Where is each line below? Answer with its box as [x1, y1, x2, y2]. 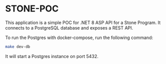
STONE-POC [5, 3, 59, 14]
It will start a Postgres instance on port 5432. [5, 53, 99, 59]
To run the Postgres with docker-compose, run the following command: [5, 34, 153, 40]
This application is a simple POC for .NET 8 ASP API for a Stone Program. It [5, 19, 161, 25]
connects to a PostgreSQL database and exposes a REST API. [5, 24, 133, 30]
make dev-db [5, 44, 30, 49]
